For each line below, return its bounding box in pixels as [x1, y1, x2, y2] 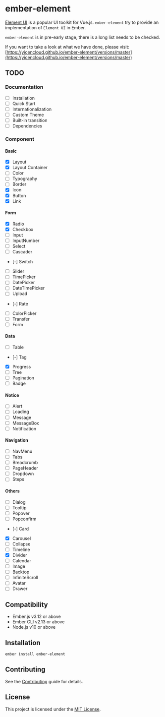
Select [12, 243, 26, 249]
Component [5, 135, 35, 142]
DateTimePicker [12, 285, 45, 291]
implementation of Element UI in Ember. [5, 24, 86, 30]
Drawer [12, 586, 28, 592]
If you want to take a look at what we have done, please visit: [5, 44, 130, 50]
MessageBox [12, 420, 39, 426]
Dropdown [12, 471, 34, 477]
